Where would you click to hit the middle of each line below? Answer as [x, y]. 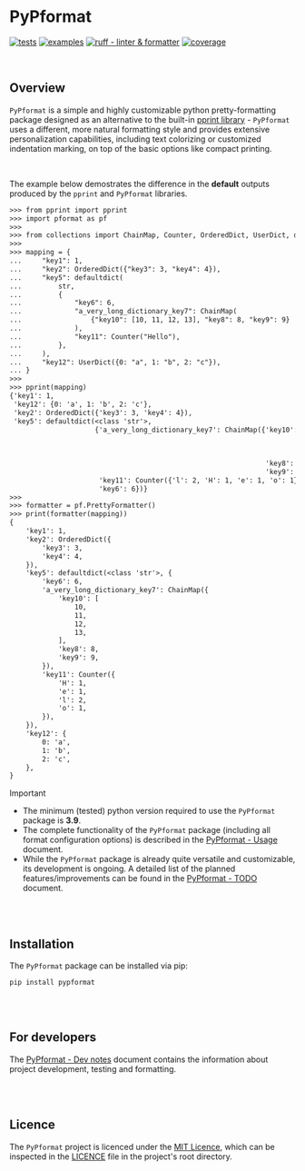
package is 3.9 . [52, 820]
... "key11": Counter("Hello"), [95, 337]
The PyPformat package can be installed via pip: [99, 966]
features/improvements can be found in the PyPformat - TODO [140, 878]
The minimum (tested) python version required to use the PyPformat [148, 811]
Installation [42, 943]
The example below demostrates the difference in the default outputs [140, 184]
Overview [38, 88]
